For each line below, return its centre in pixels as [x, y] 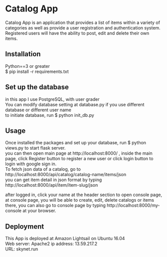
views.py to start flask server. [35, 148]
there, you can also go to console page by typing [56, 206]
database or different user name [38, 110]
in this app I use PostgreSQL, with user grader [52, 99]
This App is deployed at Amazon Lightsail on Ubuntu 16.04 [65, 239]
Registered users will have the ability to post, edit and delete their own [77, 33]
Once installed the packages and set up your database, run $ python [76, 143]
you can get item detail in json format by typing [54, 180]
